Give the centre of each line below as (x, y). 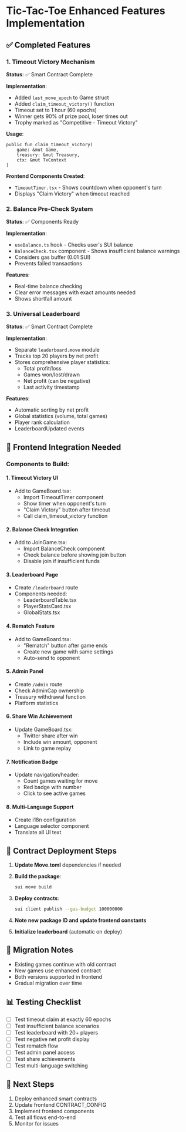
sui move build (33, 887)
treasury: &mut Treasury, (48, 155)
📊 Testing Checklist (43, 1002)
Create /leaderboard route (46, 588)
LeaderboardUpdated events (49, 429)
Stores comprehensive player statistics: (62, 362)
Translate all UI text (38, 833)
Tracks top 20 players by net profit (56, 356)
